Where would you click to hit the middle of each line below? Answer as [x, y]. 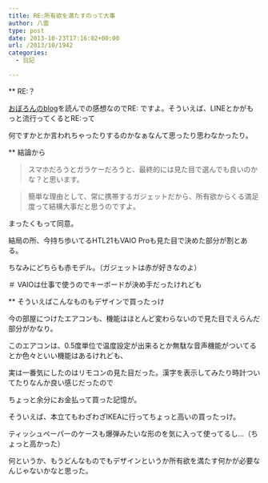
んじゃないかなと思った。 [50, 470]
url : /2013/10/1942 [41, 46]
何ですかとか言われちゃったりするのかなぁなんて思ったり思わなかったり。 [131, 135]
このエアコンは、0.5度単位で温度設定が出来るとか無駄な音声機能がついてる [133, 345]
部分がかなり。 [33, 328]
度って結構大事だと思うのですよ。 [84, 206]
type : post [26, 30]
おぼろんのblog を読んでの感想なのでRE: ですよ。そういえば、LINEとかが [128, 108]
